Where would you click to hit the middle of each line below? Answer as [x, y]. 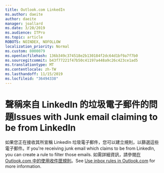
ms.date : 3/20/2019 [25, 28]
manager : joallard [24, 23]
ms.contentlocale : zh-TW [31, 70]
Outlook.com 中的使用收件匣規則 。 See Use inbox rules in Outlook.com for [80, 161]
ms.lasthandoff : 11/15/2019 [34, 74]
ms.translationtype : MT [30, 65]
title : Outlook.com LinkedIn [35, 10]
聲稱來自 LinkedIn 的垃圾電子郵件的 [77, 105]
